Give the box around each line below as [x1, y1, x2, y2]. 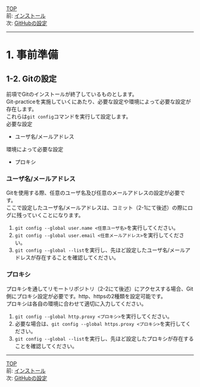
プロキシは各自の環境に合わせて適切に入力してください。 [6, 300, 147, 307]
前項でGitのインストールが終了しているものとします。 [6, 90, 138, 98]
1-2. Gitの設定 [6, 74, 57, 84]
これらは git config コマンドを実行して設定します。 [6, 113, 132, 120]
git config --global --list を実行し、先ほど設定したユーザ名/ [14, 246, 170, 254]
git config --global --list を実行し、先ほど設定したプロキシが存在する [14, 335, 194, 342]
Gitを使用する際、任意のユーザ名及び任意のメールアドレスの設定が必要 [6, 189, 180, 196]
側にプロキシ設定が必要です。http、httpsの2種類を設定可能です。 [6, 292, 167, 299]
